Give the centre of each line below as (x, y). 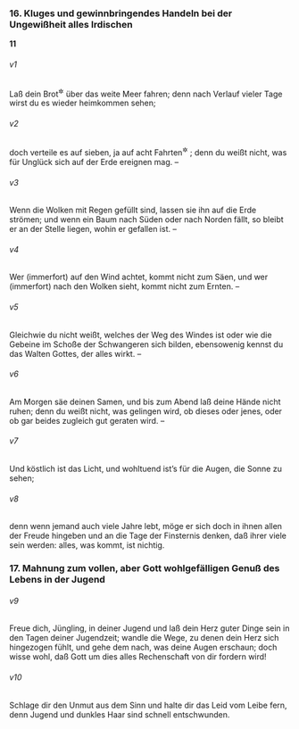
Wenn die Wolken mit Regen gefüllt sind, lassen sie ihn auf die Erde (133, 210)
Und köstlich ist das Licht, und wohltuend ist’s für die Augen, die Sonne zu (146, 469)
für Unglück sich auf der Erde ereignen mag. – (94, 162)
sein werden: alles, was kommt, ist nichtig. (87, 545)
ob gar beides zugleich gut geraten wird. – (87, 420)
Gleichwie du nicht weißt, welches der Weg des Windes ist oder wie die (141, 335)
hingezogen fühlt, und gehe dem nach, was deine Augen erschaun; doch (143, 647)
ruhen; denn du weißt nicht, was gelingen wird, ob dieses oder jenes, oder (146, 411)
